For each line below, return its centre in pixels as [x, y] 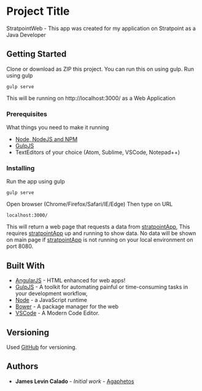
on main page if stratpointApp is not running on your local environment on [100, 240]
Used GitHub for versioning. [42, 347]
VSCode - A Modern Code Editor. [57, 313]
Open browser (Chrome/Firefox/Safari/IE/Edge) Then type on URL [90, 204]
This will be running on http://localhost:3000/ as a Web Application [91, 98]
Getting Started [37, 54]
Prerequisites [27, 114]
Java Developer [26, 34]
